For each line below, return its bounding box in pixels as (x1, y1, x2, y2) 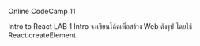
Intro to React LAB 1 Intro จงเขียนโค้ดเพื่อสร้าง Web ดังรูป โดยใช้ (8, 22, 192, 30)
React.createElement (8, 30, 77, 40)
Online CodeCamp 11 (8, 7, 76, 16)
